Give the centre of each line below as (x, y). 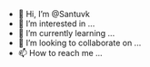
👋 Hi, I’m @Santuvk (54, 14)
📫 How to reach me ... (60, 53)
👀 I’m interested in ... (56, 24)
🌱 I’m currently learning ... (66, 33)
